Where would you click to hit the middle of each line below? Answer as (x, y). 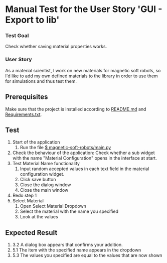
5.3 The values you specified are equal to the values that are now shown (87, 255)
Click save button (38, 180)
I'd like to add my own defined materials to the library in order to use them (81, 76)
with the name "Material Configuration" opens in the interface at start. (85, 158)
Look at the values (39, 217)
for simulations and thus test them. (41, 81)
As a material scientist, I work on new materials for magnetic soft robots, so (83, 70)
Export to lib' (32, 20)
